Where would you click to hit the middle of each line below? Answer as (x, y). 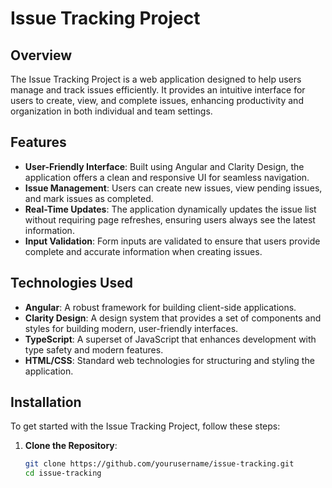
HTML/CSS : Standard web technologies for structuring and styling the (169, 360)
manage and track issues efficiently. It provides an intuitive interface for (158, 90)
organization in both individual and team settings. (111, 111)
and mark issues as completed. (89, 198)
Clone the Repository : (71, 446)
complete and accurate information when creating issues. (143, 251)
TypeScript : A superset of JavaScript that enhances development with (170, 339)
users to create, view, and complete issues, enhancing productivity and (157, 100)
